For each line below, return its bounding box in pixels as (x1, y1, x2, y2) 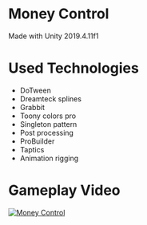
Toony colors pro (19, 111, 77, 120)
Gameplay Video (8, 181, 121, 199)
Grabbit (19, 102, 46, 112)
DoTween (19, 85, 52, 95)
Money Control (8, 5, 109, 23)
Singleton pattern (19, 119, 77, 128)
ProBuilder (19, 136, 55, 146)
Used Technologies (8, 59, 140, 77)
